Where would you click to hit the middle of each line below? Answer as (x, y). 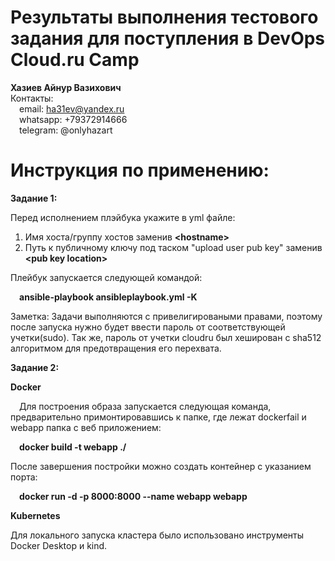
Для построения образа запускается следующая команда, (145, 406)
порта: (24, 477)
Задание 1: (34, 198)
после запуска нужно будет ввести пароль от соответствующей (148, 327)
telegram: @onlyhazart (66, 130)
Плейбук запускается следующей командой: (106, 277)
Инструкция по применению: (140, 170)
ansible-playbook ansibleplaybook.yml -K (108, 297)
